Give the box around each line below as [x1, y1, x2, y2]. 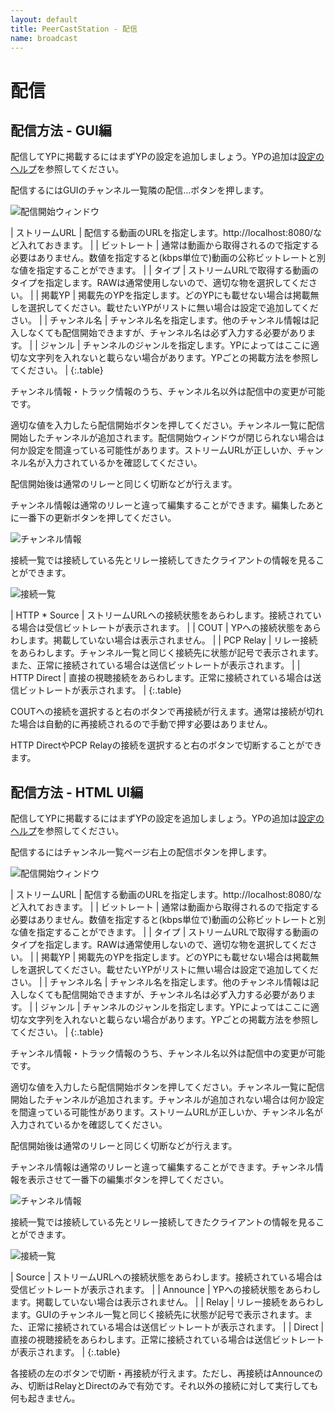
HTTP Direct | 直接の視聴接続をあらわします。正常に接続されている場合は [10, 672, 313, 684]
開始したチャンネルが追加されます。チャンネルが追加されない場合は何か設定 [10, 1094, 325, 1106]
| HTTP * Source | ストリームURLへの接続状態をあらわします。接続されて [10, 609, 313, 621]
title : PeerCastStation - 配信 [10, 24, 138, 34]
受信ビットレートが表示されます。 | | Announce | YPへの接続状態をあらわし [10, 1284, 322, 1296]
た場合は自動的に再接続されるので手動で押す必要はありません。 [10, 718, 273, 730]
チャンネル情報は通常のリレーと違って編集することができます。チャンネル [10, 1161, 316, 1173]
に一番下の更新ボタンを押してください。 [10, 512, 177, 524]
